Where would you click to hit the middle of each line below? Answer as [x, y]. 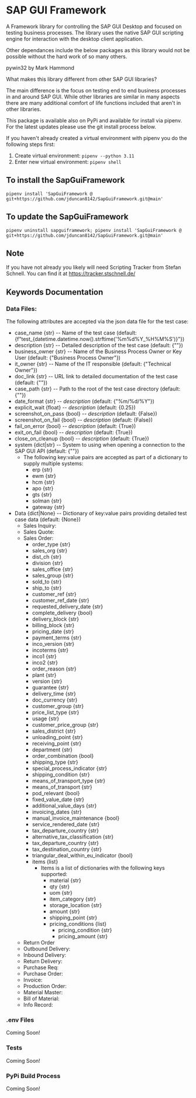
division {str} [47, 563]
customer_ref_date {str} [61, 600]
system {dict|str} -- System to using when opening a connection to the [100, 445]
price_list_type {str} [56, 713]
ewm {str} [44, 476]
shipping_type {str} [55, 762]
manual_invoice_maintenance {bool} [76, 818]
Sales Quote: [39, 532]
